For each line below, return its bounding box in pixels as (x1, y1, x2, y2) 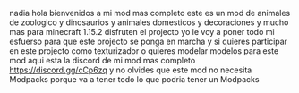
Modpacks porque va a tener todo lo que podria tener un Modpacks (9, 74, 260, 84)
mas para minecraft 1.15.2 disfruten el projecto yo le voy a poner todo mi (9, 27, 275, 37)
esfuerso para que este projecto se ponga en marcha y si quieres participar (9, 36, 288, 46)
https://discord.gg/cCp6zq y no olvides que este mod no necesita (9, 64, 252, 75)
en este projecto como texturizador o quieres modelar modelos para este (9, 46, 279, 56)
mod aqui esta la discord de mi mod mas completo (9, 55, 196, 65)
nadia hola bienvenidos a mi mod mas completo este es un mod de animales (9, 8, 291, 18)
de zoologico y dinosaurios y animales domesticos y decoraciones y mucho (9, 17, 289, 28)
